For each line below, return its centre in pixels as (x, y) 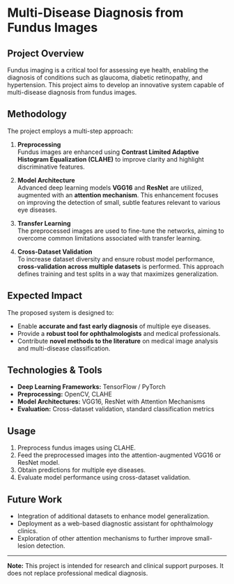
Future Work (35, 499)
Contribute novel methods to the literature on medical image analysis (118, 341)
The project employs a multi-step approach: (70, 131)
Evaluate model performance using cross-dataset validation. (104, 477)
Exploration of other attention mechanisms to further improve (105, 539)
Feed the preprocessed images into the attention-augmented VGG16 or (119, 455)
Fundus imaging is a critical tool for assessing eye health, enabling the (108, 70)
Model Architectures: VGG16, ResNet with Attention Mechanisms (111, 401)
